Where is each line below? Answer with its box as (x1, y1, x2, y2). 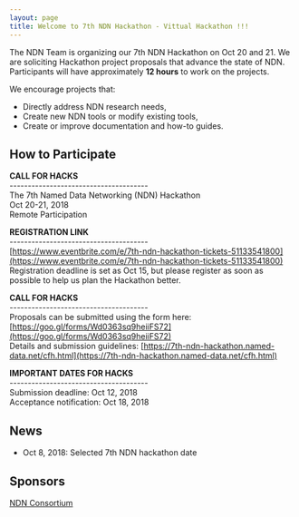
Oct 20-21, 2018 (9, 200, 70, 210)
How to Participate (9, 146, 116, 161)
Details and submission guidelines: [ (9, 341, 144, 352)
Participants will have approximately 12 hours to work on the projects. (9, 65, 270, 77)
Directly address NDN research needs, (22, 101, 167, 112)
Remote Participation (9, 210, 88, 220)
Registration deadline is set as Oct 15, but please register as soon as (9, 265, 265, 277)
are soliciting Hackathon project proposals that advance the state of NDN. (9, 56, 285, 67)
